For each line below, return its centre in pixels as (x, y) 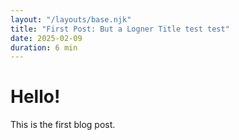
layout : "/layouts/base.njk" (71, 19)
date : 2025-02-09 (46, 38)
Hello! (35, 97)
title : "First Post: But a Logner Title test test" (120, 29)
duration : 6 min (44, 47)
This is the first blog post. (63, 125)
